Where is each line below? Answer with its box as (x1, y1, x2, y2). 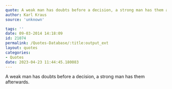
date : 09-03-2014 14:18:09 (5, 31, 63, 36)
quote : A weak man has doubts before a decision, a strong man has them (5, 7, 164, 13)
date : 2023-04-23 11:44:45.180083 (5, 59, 79, 64)
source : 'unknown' (5, 17, 45, 22)
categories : (5, 50, 31, 55)
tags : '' (5, 26, 24, 31)
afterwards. (5, 79, 30, 85)
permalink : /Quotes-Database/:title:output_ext (5, 40, 109, 46)
